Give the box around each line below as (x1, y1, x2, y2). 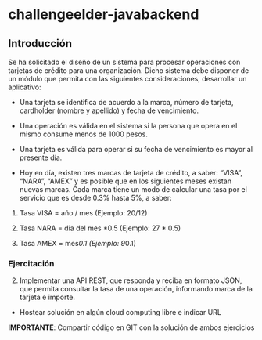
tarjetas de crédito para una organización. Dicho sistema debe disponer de (8, 66, 249, 75)
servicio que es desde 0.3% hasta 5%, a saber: (19, 194, 172, 202)
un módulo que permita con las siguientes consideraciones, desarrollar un (8, 74, 247, 83)
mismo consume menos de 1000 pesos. (19, 129, 149, 139)
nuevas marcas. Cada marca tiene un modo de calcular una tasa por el (19, 185, 248, 194)
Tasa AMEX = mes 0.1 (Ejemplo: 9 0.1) (19, 239, 137, 248)
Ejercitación (8, 258, 55, 269)
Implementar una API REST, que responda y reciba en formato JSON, (19, 276, 242, 285)
